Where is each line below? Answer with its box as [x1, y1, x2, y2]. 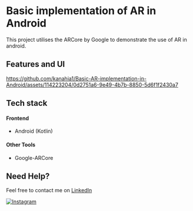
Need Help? [6, 171, 50, 181]
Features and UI [6, 59, 65, 69]
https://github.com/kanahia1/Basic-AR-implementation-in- [6, 75, 147, 82]
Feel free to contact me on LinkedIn [6, 187, 92, 194]
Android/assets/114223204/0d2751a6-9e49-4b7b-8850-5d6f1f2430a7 [6, 81, 178, 88]
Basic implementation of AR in [6, 4, 157, 18]
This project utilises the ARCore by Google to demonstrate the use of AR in [6, 36, 187, 43]
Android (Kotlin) [14, 128, 53, 135]
